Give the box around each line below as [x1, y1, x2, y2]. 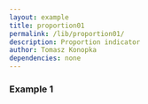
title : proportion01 [9, 21, 86, 30]
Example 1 [9, 83, 54, 95]
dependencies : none [9, 54, 82, 63]
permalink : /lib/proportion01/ [9, 29, 125, 38]
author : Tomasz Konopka [9, 46, 97, 55]
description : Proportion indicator [9, 37, 141, 47]
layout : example [9, 12, 69, 22]
